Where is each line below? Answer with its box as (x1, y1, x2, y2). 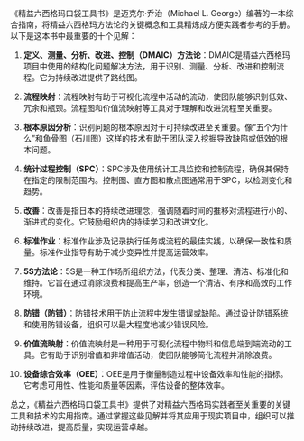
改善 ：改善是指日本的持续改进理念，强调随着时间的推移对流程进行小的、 (23, 206, 292, 216)
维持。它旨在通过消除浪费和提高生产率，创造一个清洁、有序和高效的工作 (23, 278, 292, 288)
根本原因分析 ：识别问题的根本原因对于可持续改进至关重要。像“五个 (23, 122, 272, 133)
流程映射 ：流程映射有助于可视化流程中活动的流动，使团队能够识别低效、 (23, 91, 292, 102)
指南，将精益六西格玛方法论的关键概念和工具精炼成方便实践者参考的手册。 (17, 19, 295, 30)
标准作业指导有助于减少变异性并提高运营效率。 (39, 247, 214, 257)
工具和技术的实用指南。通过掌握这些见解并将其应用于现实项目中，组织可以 (10, 410, 287, 421)
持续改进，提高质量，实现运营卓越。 (17, 422, 152, 432)
